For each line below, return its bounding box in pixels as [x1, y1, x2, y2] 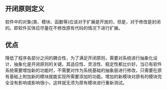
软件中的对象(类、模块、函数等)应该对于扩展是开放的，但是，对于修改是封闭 [5, 19, 161, 25]
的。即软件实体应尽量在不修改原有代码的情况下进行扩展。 [5, 25, 123, 31]
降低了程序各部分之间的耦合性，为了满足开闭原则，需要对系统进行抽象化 [5, 55, 153, 61]
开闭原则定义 [5, 4, 45, 13]
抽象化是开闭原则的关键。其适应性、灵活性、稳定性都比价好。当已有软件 [13, 61, 162, 67]
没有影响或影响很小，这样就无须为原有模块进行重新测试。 [9, 80, 127, 86]
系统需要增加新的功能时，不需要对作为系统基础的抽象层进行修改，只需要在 [5, 67, 158, 73]
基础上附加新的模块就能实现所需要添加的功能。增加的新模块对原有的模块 [9, 73, 158, 79]
